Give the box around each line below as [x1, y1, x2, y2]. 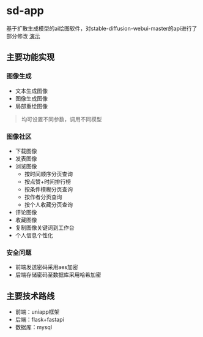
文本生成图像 [15, 87, 48, 94]
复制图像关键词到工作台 [15, 224, 75, 231]
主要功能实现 [6, 52, 55, 62]
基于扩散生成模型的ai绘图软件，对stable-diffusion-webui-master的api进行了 [6, 25, 197, 32]
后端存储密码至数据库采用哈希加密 [15, 271, 102, 279]
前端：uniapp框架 [15, 308, 60, 316]
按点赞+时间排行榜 [24, 178, 72, 185]
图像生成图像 [15, 94, 48, 102]
